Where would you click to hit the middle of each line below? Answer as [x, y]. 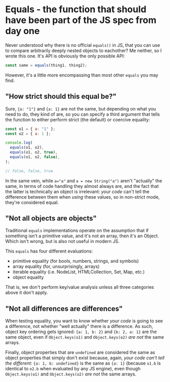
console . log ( [19, 143]
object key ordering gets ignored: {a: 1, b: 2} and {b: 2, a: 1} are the [81, 332]
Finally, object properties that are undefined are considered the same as [80, 352]
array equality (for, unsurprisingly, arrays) [56, 266]
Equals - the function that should [76, 9]
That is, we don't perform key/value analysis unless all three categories [80, 287]
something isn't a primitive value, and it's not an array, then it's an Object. [82, 236]
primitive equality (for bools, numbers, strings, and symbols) [76, 261]
